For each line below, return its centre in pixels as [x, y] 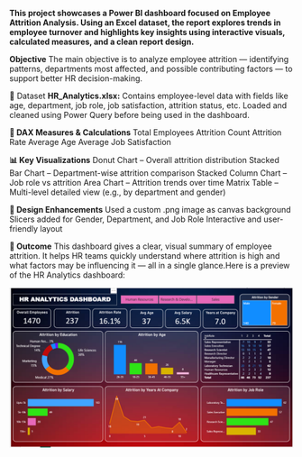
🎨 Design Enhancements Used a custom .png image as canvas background [150, 210]
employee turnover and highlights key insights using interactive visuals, [147, 32]
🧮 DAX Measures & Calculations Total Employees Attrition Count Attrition [146, 133]
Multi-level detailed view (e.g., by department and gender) [118, 192]
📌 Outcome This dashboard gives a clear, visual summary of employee [141, 246]
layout [51, 228]
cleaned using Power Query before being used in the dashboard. [129, 115]
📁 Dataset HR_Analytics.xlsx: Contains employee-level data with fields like [149, 96]
